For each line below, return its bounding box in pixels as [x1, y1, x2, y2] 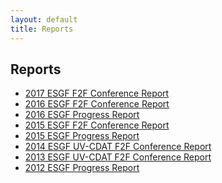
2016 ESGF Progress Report [24, 109, 140, 121]
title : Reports [10, 24, 74, 34]
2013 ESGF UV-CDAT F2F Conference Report [24, 151, 212, 163]
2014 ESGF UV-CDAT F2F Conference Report [24, 141, 212, 153]
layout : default [10, 14, 78, 25]
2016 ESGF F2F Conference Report [24, 98, 170, 110]
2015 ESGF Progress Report [24, 130, 140, 142]
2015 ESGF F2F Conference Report [24, 119, 170, 131]
